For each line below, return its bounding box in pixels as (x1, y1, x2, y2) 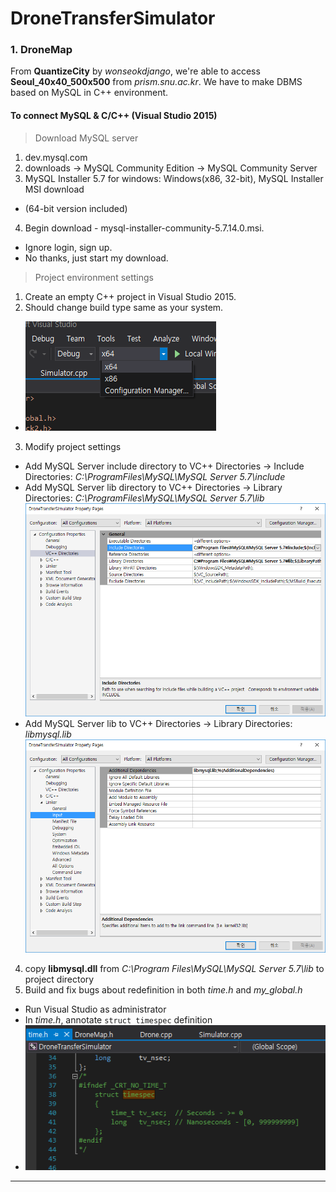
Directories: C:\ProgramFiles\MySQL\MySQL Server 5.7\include (24, 470, 286, 482)
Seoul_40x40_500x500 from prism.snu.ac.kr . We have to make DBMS (10, 76, 303, 88)
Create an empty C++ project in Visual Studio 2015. (24, 290, 237, 302)
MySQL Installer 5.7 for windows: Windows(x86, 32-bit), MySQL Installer (24, 172, 324, 184)
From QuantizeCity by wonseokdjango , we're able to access (10, 65, 261, 77)
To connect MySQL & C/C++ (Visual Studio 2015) (10, 110, 218, 122)
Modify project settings (24, 440, 122, 452)
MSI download (24, 183, 85, 195)
